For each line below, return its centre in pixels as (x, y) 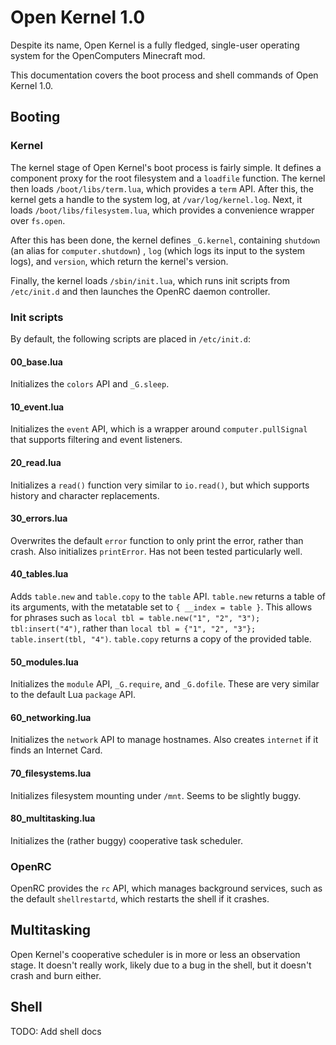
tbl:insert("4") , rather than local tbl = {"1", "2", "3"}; (133, 628)
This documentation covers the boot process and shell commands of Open (164, 75)
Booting (35, 117)
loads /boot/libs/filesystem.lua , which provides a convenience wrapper (162, 210)
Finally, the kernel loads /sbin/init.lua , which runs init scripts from (150, 280)
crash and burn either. (56, 975)
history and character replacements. (85, 495)
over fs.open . (38, 220)
